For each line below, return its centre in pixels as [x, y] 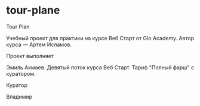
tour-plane [33, 10]
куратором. [21, 73]
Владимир [19, 97]
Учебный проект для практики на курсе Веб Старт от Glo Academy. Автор [100, 38]
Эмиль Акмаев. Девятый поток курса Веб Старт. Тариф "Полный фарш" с [100, 67]
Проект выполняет [30, 56]
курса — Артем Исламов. [39, 44]
